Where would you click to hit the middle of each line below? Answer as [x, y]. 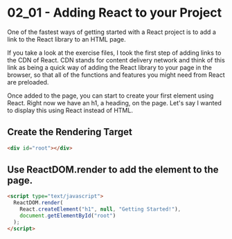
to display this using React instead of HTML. [70, 110]
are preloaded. [28, 82]
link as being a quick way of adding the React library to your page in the [110, 67]
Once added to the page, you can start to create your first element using [110, 96]
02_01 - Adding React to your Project [115, 13]
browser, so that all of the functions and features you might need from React [116, 75]
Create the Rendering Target [70, 132]
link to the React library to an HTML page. [66, 39]
